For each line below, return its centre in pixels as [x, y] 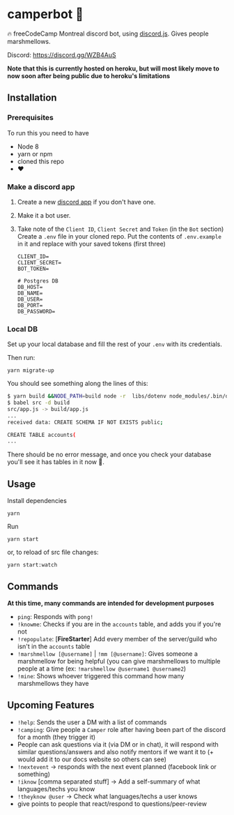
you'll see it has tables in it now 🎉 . [56, 462]
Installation [32, 98]
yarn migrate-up [31, 371]
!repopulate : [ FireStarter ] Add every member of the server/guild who [117, 638]
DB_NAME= [30, 293]
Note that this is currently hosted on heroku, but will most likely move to [113, 68]
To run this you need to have [48, 133]
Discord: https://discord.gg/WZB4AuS [62, 54]
